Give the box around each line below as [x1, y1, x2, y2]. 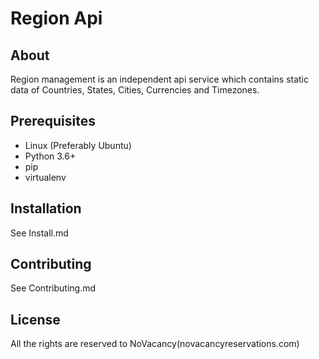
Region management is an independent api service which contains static [10, 73, 310, 85]
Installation [10, 200, 82, 217]
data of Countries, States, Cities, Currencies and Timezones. [10, 84, 260, 96]
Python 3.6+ [24, 150, 77, 162]
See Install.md [10, 227, 69, 239]
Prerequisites [10, 113, 96, 130]
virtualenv [24, 171, 67, 183]
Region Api [10, 7, 103, 30]
